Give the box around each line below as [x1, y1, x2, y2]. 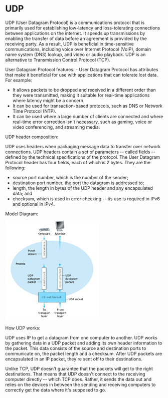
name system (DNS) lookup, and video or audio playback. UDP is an [5, 51, 146, 58]
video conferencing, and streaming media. [12, 124, 100, 130]
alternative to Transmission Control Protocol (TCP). [5, 57, 110, 63]
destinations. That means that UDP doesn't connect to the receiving [5, 371, 145, 377]
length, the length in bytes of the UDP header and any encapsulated [12, 185, 153, 191]
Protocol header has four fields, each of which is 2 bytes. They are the [5, 159, 151, 165]
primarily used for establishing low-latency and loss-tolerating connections [5, 25, 160, 31]
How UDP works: [5, 325, 41, 331]
